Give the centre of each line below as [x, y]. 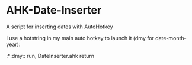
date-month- [171, 38]
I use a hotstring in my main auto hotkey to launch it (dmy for [80, 38]
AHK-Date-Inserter [54, 10]
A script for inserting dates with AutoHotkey [60, 27]
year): [13, 44]
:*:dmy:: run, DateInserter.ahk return [50, 56]
